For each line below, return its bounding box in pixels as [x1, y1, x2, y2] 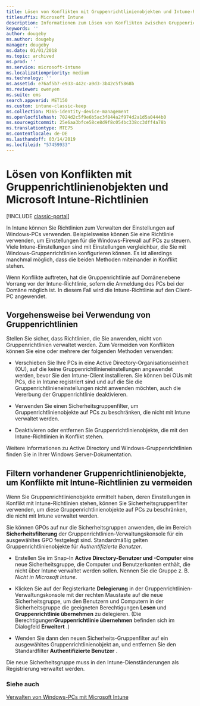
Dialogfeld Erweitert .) [14, 623, 70, 630]
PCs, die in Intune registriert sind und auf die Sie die [14, 378, 143, 385]
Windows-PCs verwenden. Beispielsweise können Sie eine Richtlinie [6, 230, 174, 237]
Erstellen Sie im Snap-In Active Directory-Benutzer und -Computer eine [14, 555, 194, 562]
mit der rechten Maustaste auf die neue [66, 592, 163, 599]
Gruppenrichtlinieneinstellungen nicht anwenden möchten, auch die [14, 385, 182, 392]
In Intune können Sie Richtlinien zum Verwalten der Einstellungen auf [6, 224, 175, 231]
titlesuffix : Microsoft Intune [6, 14, 84, 20]
